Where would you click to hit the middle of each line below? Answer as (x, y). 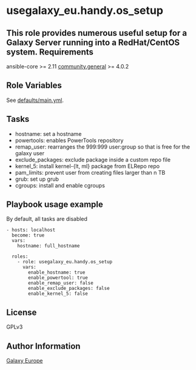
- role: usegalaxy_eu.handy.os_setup (65, 262)
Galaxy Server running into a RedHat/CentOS (93, 42)
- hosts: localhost (31, 230)
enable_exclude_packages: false (69, 289)
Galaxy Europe (25, 361)
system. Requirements (50, 52)
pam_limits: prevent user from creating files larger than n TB (90, 172)
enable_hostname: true (57, 273)
